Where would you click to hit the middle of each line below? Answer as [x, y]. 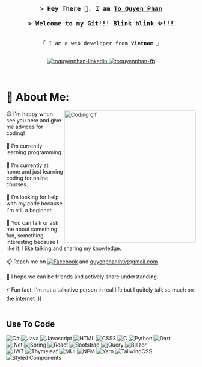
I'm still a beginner [29, 210]
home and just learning [35, 172]
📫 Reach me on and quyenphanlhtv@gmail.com [82, 262]
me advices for [25, 127]
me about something [32, 229]
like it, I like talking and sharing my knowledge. [64, 248]
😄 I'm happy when [29, 114]
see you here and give [34, 121]
